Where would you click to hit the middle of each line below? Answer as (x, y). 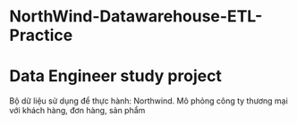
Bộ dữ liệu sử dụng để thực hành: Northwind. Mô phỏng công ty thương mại (148, 101)
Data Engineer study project (115, 76)
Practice (41, 35)
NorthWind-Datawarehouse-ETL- (136, 17)
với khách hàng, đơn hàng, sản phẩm (77, 111)
